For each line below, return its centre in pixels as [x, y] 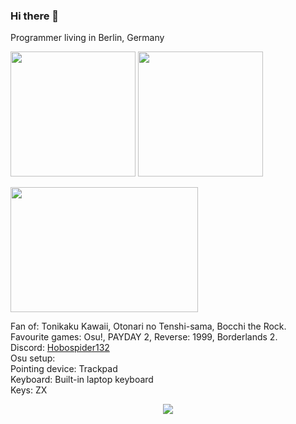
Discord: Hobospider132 [60, 348]
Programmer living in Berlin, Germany [87, 38]
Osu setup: [33, 358]
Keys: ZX [29, 390]
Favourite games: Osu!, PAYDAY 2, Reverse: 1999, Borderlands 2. [144, 337]
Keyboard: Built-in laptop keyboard [82, 380]
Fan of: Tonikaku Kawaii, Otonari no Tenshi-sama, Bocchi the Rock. [148, 326]
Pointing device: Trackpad [64, 369]
